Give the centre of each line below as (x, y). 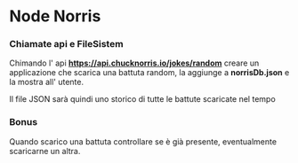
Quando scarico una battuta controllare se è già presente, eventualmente (143, 141)
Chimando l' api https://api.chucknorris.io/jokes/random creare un (134, 63)
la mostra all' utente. (47, 82)
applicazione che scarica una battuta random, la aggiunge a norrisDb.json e (149, 73)
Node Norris (55, 16)
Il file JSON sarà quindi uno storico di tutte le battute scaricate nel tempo (142, 99)
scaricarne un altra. (45, 151)
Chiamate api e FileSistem (66, 44)
